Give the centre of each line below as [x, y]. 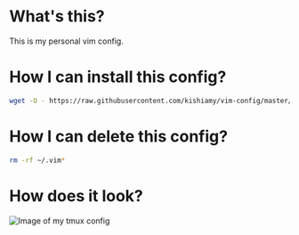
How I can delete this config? [119, 136]
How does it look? [77, 195]
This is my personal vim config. [67, 41]
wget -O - [28, 101]
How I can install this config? [118, 77]
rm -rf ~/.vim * [37, 160]
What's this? [57, 16]
